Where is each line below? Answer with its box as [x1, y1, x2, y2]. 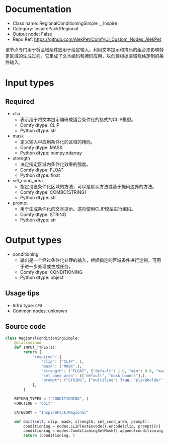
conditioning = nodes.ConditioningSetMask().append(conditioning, [23, 428, 165, 433]
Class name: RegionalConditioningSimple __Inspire [12, 20, 117, 26]
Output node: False [12, 31, 52, 37]
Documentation [5, 4, 72, 15]
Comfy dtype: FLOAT [20, 167, 64, 173]
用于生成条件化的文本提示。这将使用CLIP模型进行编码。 [20, 205, 136, 212]
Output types [5, 235, 62, 246]
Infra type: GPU [12, 302, 42, 308]
